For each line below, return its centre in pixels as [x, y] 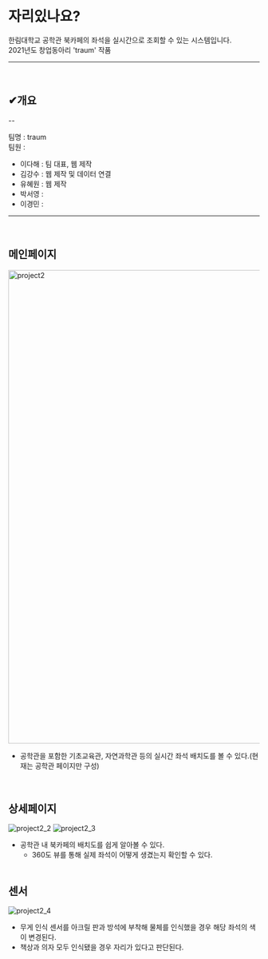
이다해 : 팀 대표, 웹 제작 [56, 164]
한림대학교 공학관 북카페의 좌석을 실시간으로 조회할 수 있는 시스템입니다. [120, 40]
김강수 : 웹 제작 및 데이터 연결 [65, 173]
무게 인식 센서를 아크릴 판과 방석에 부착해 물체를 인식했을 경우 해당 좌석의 [134, 927]
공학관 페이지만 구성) [67, 766]
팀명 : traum [27, 137]
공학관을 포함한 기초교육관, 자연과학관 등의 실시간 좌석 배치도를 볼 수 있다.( [136, 755]
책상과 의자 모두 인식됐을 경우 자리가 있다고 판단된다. [102, 947]
